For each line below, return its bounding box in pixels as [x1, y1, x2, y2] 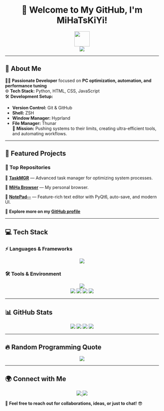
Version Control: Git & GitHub [12, 104, 72, 110]
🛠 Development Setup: [5, 93, 53, 99]
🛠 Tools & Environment [5, 270, 61, 277]
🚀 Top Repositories [5, 164, 51, 171]
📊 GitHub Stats [5, 308, 53, 316]
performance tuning [5, 82, 47, 88]
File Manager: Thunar [12, 120, 57, 126]
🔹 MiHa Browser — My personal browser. [5, 185, 89, 190]
